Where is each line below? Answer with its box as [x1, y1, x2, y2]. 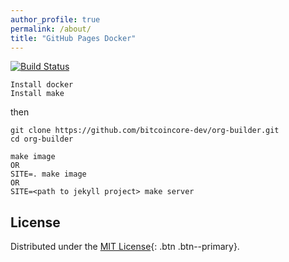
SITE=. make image [10, 169, 87, 180]
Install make [10, 89, 65, 99]
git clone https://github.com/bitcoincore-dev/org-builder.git [10, 126, 280, 136]
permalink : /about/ [10, 24, 92, 34]
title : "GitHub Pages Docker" [10, 33, 137, 43]
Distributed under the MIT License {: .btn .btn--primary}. [10, 241, 240, 253]
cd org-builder [10, 134, 74, 145]
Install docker [10, 80, 74, 90]
